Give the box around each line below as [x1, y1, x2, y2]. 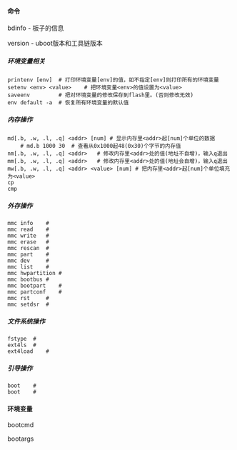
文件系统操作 [7, 316, 45, 325]
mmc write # [7, 232, 50, 239]
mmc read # [7, 226, 50, 234]
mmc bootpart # [7, 282, 62, 289]
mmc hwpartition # [7, 270, 62, 277]
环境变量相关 [7, 56, 45, 65]
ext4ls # [7, 341, 37, 349]
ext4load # [7, 348, 50, 355]
